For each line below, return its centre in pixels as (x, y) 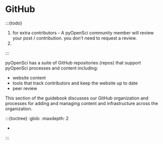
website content (29, 77)
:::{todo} (14, 23)
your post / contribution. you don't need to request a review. (74, 38)
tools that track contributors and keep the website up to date (75, 83)
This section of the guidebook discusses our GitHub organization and (77, 98)
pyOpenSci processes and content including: (52, 68)
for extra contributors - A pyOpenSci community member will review (83, 32)
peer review (25, 88)
